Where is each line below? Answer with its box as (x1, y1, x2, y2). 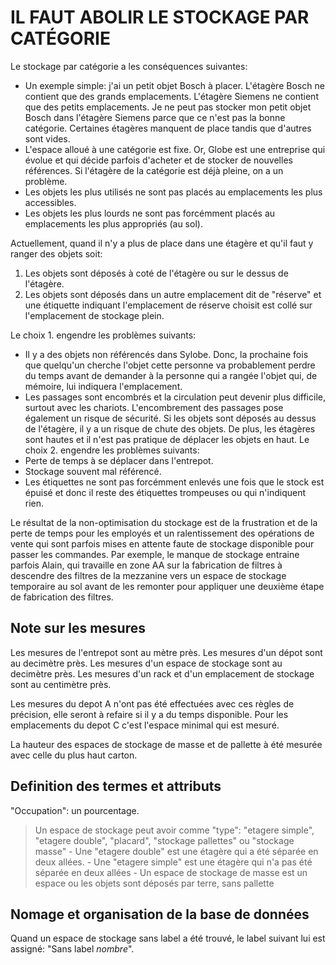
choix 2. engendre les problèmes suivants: (24, 444, 200, 456)
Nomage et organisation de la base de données (10, 906, 310, 923)
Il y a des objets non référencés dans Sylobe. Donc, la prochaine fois (24, 348, 309, 360)
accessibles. (24, 196, 77, 208)
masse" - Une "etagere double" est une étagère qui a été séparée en (34, 845, 319, 857)
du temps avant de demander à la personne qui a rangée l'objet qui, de (24, 369, 318, 381)
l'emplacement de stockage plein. (24, 309, 165, 321)
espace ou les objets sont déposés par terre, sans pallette (34, 877, 275, 889)
